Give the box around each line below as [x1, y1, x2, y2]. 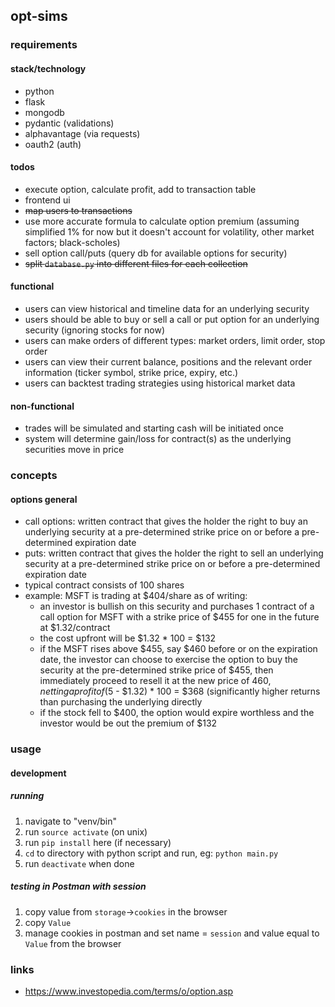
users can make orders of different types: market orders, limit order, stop [24, 334, 326, 346]
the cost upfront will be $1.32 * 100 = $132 [39, 632, 217, 644]
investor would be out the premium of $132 [39, 717, 218, 729]
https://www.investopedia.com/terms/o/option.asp [24, 985, 234, 997]
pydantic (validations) [24, 117, 115, 129]
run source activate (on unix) [24, 825, 148, 838]
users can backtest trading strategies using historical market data [24, 377, 296, 389]
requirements [10, 38, 78, 52]
